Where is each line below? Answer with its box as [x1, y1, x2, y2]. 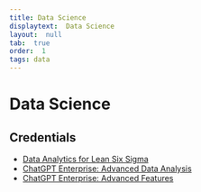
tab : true [9, 38, 50, 48]
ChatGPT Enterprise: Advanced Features [22, 173, 174, 183]
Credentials [9, 130, 77, 145]
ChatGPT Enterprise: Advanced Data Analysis [22, 163, 192, 174]
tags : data [9, 55, 50, 64]
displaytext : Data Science [9, 22, 115, 31]
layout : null [9, 30, 63, 39]
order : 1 [9, 47, 47, 56]
